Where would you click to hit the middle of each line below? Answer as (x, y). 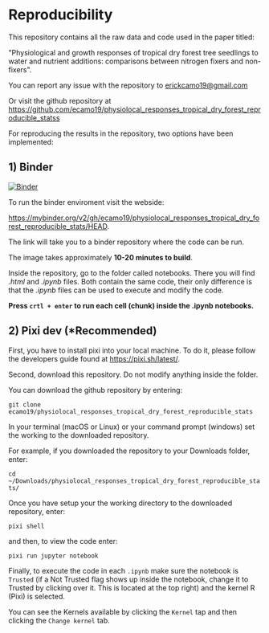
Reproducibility (61, 15)
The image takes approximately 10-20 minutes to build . (100, 257)
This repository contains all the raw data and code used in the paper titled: (132, 37)
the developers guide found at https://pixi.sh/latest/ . (94, 358)
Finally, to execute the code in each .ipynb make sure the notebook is (124, 570)
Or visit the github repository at (60, 100)
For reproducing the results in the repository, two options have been (121, 133)
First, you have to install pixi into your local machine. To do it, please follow (132, 350)
